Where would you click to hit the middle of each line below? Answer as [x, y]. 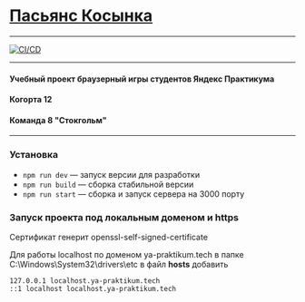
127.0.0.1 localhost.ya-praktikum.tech [85, 281]
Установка [34, 155]
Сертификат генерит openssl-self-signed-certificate [109, 237]
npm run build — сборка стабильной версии [108, 184]
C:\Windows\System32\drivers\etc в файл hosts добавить [119, 264]
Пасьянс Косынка [81, 16]
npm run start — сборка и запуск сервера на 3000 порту [133, 194]
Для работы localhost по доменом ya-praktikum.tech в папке [127, 254]
